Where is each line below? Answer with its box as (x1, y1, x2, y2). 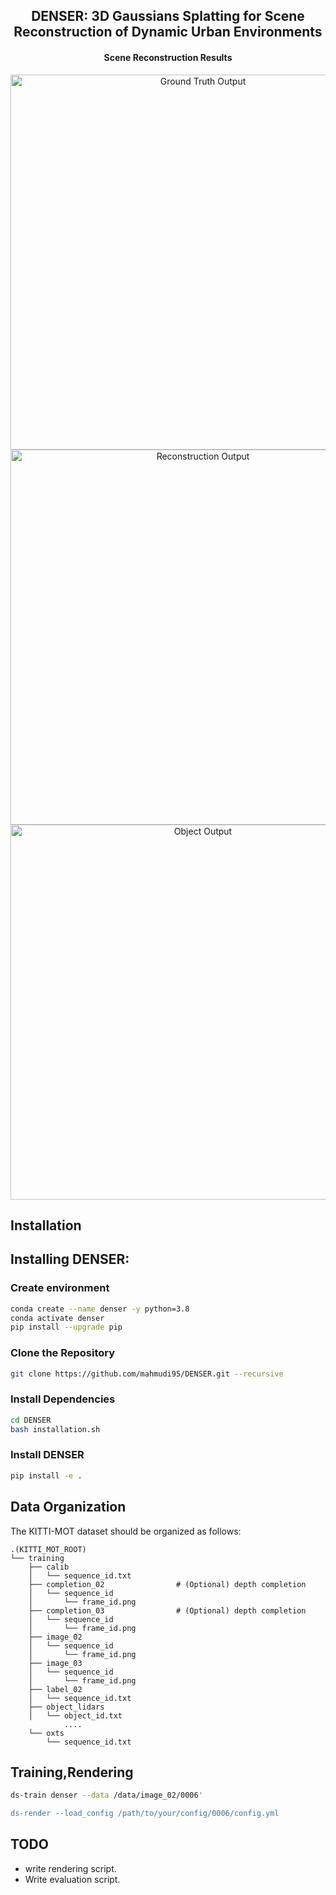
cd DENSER (10, 1415, 52, 1425)
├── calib (28, 1562, 70, 1572)
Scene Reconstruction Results (103, 51, 233, 63)
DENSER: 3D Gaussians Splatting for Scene (31, 8, 305, 25)
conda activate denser (10, 1313, 105, 1323)
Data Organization (10, 1499, 127, 1516)
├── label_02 (28, 1684, 83, 1694)
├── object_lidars (28, 1702, 105, 1712)
